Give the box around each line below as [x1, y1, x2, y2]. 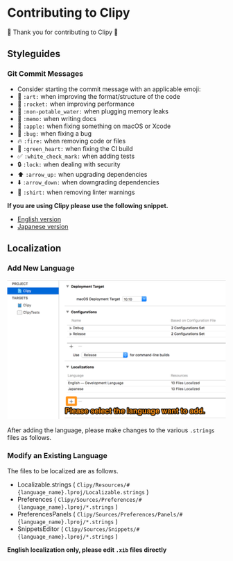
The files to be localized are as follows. [7, 466, 119, 475]
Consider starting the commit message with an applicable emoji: [17, 85, 201, 93]
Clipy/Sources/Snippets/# [64, 526, 140, 533]
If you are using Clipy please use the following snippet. [7, 201, 169, 210]
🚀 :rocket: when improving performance [17, 100, 135, 108]
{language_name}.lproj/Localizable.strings [17, 489, 146, 496]
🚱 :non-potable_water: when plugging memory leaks [17, 106, 169, 116]
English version [17, 214, 61, 223]
